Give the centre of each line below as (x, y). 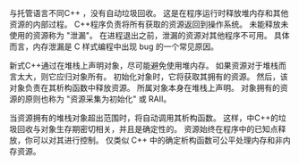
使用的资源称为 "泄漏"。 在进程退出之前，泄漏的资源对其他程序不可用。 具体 (149, 35)
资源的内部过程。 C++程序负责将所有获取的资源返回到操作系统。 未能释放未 (149, 24)
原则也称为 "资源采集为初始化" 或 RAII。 (98, 99)
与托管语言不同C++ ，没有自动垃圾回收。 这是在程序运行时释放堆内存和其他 (149, 13)
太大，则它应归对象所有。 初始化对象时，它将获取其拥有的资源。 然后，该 (152, 77)
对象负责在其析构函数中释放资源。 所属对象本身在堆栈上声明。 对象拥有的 (145, 88)
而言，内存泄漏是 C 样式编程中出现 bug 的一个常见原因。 (114, 46)
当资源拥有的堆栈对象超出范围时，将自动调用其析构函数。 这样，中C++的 (144, 118)
